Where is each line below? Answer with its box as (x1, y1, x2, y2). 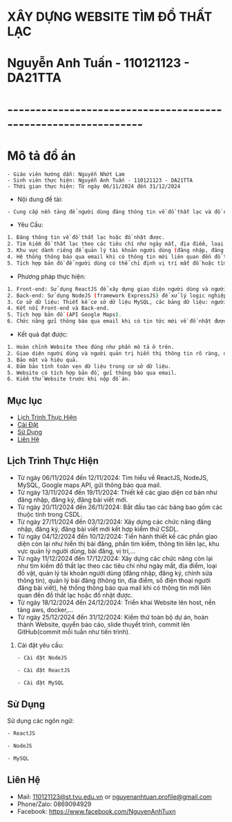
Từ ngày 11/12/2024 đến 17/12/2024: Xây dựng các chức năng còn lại (17, 554, 213, 562)
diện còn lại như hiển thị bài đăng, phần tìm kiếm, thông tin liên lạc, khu (17, 539, 220, 548)
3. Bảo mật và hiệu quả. (7, 356, 79, 363)
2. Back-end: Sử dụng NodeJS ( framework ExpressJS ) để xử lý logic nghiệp (7, 292, 227, 299)
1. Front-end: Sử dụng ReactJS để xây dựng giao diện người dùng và (7, 285, 209, 292)
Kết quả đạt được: (17, 330, 68, 338)
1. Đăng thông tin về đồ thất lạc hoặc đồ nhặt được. (7, 234, 166, 241)
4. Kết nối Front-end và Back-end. (7, 305, 110, 312)
